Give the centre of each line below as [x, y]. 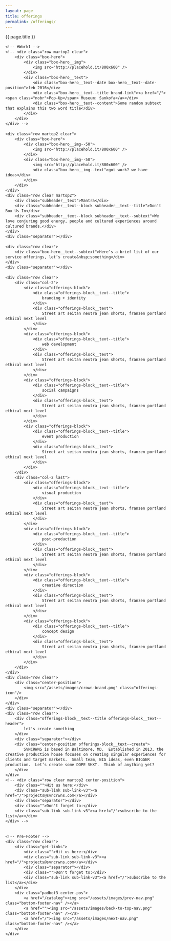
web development [59, 344]
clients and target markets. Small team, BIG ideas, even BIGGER [78, 760]
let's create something [49, 729]
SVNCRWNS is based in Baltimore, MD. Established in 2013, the [94, 749]
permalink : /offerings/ [31, 22]
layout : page [19, 11]
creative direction [62, 585]
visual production [61, 493]
